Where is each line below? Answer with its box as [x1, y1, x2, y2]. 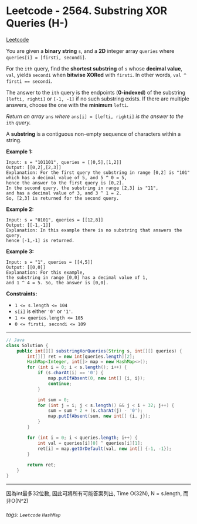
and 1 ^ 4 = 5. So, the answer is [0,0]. [6, 280, 109, 285]
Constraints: [6, 290, 38, 297]
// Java [6, 337, 25, 343]
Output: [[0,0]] [6, 264, 46, 270]
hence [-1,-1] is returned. [6, 237, 75, 243]
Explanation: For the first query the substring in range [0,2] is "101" [6, 169, 191, 176]
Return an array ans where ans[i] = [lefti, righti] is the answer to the [6, 113, 184, 120]
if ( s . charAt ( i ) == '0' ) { [37, 370, 104, 376]
